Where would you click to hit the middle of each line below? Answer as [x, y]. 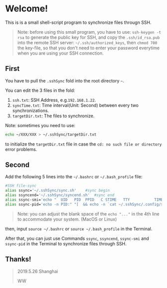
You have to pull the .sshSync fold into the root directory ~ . [65, 80]
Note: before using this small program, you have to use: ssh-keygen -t [89, 32]
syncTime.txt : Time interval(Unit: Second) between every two [76, 105]
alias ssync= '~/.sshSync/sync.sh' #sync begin [58, 191]
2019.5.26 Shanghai [38, 271]
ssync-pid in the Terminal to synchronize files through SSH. [66, 243]
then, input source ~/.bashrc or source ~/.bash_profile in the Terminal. [79, 228]
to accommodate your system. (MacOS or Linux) [67, 219]
